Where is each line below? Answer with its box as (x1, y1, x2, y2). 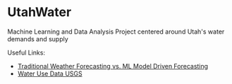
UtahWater (7, 4, 72, 20)
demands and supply (7, 34, 68, 43)
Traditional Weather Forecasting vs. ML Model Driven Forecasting (17, 62, 209, 70)
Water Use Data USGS (17, 69, 83, 78)
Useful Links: (7, 48, 46, 57)
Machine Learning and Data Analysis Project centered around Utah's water (7, 27, 225, 36)
